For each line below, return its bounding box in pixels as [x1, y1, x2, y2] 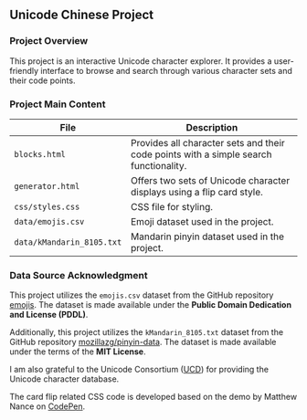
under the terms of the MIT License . [9, 346, 146, 357]
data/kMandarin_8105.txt [14, 236, 122, 247]
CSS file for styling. [131, 200, 213, 213]
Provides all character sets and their [131, 136, 285, 149]
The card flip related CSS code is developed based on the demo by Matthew [9, 392, 298, 403]
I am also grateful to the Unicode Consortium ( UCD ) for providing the [9, 364, 270, 375]
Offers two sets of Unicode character [131, 173, 291, 186]
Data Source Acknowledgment [9, 268, 148, 281]
